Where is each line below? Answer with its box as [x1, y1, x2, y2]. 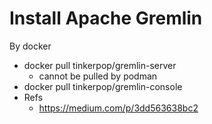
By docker [9, 40, 52, 52]
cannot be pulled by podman [38, 70, 158, 82]
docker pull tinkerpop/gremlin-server [23, 59, 177, 71]
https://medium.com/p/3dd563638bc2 [38, 102, 199, 114]
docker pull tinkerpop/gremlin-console [23, 80, 183, 92]
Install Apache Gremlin [9, 7, 203, 30]
